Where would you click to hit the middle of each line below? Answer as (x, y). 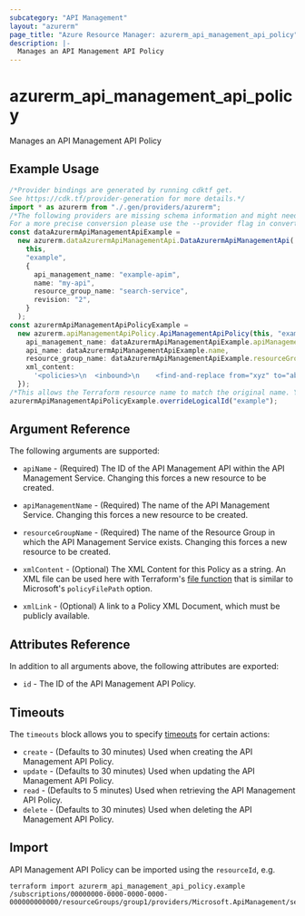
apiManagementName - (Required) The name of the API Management (146, 505)
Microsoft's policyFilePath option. (87, 589)
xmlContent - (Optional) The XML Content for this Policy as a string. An (154, 570)
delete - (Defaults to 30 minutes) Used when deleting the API (137, 810)
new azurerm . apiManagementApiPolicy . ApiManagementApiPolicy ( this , (146, 333)
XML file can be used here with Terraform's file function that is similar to (157, 579)
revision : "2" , (62, 300)
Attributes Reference (70, 644)
